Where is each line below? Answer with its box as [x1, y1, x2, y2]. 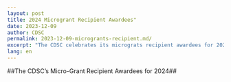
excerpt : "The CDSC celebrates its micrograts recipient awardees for [7, 42, 214, 49]
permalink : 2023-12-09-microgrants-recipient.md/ [7, 36, 153, 42]
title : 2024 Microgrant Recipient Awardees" [7, 16, 137, 23]
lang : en [7, 49, 32, 55]
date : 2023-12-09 [7, 23, 57, 29]
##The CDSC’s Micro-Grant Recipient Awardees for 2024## [7, 66, 177, 75]
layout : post [7, 10, 45, 17]
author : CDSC [7, 29, 45, 36]
